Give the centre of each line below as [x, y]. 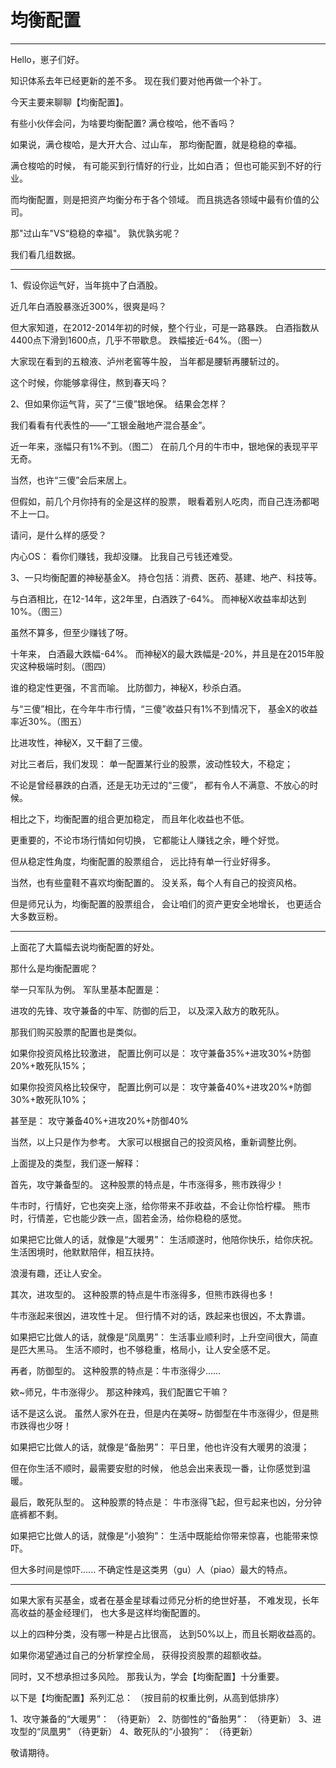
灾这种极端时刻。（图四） [61, 666]
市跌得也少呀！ [41, 1425]
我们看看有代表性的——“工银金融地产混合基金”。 [111, 425]
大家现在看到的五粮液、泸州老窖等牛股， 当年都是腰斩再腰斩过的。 [147, 361]
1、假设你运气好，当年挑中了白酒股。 [86, 285]
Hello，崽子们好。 [47, 59]
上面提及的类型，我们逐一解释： [76, 1163]
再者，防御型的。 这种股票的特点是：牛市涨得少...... [116, 1370]
